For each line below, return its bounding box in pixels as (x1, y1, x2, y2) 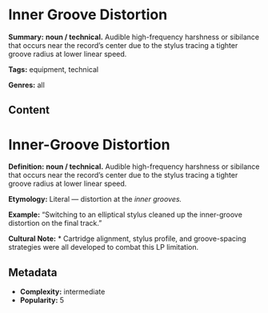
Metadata (8, 266, 58, 279)
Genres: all (8, 80, 46, 90)
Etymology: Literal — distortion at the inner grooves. (8, 195, 182, 204)
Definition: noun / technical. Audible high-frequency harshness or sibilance (8, 162, 260, 171)
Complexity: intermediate (19, 287, 106, 297)
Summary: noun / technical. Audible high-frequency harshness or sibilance (8, 32, 260, 42)
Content (8, 103, 50, 117)
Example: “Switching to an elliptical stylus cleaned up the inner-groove (8, 210, 242, 219)
